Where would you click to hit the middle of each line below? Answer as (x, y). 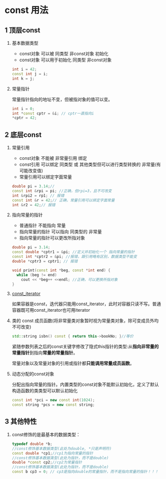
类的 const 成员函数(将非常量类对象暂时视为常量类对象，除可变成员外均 (85, 321)
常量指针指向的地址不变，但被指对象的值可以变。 (62, 99)
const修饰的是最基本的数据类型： (46, 434)
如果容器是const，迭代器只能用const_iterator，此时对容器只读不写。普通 (86, 304)
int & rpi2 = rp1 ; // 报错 (38, 195)
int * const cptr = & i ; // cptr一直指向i (53, 113)
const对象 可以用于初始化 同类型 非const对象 (65, 60)
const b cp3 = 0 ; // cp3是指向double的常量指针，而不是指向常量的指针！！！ (85, 472)
